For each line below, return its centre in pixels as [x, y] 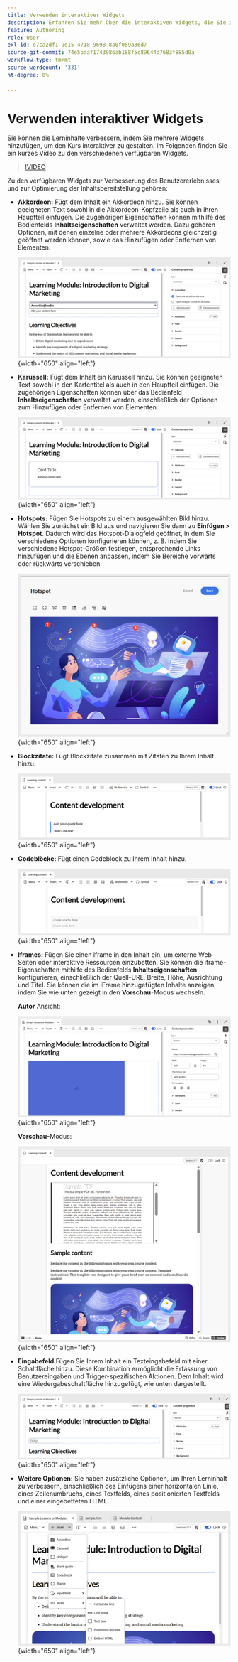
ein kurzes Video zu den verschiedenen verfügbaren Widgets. [98, 154]
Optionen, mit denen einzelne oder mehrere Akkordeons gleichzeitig [117, 232]
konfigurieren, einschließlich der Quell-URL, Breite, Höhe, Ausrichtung [120, 977]
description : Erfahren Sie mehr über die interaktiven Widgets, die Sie [117, 22]
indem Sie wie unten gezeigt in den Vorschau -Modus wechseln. [111, 992]
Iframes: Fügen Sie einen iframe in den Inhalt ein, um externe [107, 955]
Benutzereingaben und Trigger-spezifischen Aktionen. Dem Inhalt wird [121, 1376]
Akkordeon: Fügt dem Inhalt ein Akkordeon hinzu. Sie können [108, 202]
